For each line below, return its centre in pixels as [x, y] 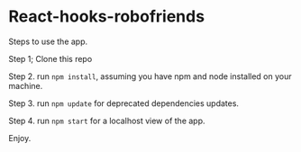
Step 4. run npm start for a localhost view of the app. [107, 121]
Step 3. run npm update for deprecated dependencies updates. [124, 103]
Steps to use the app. [48, 41]
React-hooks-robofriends [106, 17]
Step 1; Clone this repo [50, 58]
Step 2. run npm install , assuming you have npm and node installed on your [150, 76]
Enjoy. [20, 138]
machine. [26, 85]
